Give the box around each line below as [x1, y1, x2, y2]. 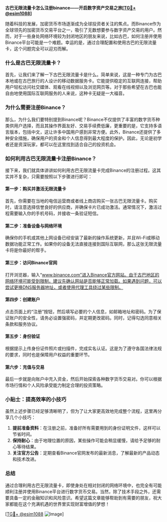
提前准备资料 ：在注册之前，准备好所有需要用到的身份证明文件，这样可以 [12, 425, 161, 431]
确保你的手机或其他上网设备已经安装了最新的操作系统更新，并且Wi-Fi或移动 [5, 235, 160, 241]
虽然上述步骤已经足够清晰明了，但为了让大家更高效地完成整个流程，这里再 [5, 408, 158, 414]
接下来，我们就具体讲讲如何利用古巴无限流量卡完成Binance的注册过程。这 [5, 167, 157, 173]
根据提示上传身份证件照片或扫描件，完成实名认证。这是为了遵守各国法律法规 [5, 345, 162, 351]
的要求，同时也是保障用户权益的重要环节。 [5, 351, 92, 357]
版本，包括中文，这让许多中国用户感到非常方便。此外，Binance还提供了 [9, 129, 157, 135]
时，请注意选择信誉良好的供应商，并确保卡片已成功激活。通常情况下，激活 [5, 204, 158, 210]
